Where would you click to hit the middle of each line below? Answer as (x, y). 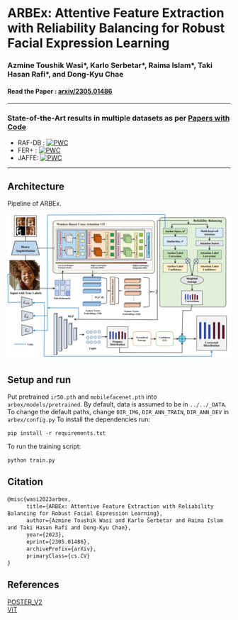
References (33, 585)
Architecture (36, 187)
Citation (25, 482)
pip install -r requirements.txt (57, 433)
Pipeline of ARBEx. (34, 204)
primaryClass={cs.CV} (58, 556)
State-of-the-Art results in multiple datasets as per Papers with (119, 118)
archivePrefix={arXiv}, (61, 549)
